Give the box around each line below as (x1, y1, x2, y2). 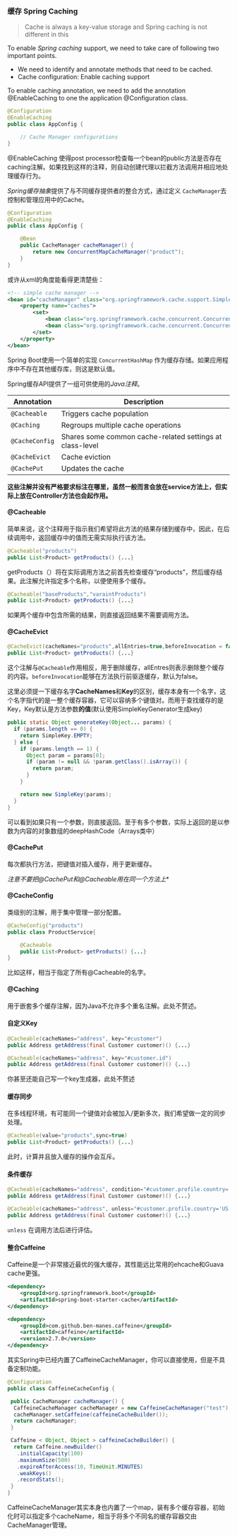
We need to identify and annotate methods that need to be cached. (17, 65, 213, 74)
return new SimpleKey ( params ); (20, 790, 112, 798)
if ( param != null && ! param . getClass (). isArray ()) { (25, 758, 188, 766)
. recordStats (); (16, 1476, 65, 1484)
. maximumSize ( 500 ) (16, 1456, 71, 1464)
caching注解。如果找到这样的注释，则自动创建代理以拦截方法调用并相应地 (7, 163, 222, 171)
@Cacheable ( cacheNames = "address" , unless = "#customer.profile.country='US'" (7, 1205, 235, 1213)
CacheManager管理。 (7, 1521, 71, 1529)
